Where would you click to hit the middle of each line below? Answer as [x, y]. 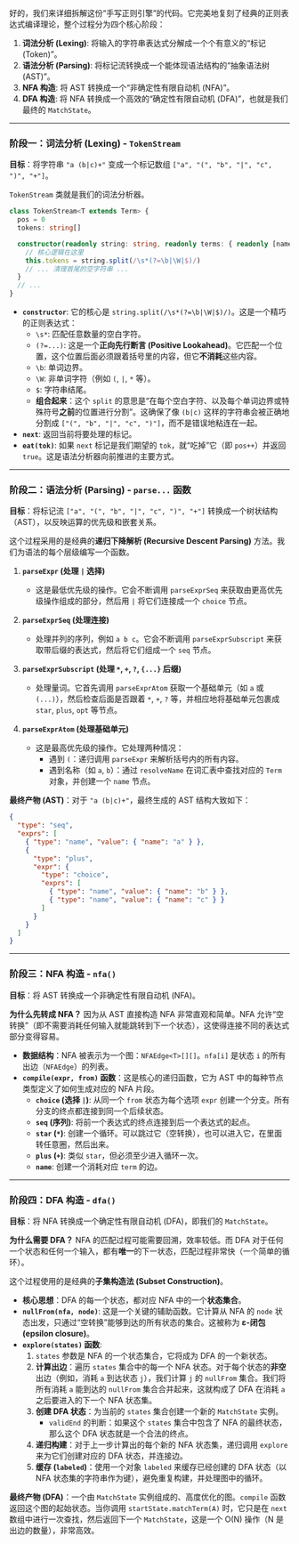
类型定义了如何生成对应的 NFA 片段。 [90, 1088]
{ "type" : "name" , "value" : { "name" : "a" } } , [115, 842]
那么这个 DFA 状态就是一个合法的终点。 [121, 1433]
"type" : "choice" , [75, 875]
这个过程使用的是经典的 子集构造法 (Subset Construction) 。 [119, 1281]
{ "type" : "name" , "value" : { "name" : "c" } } [137, 900]
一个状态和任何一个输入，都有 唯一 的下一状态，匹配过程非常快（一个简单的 [145, 1251]
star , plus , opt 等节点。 [79, 710]
